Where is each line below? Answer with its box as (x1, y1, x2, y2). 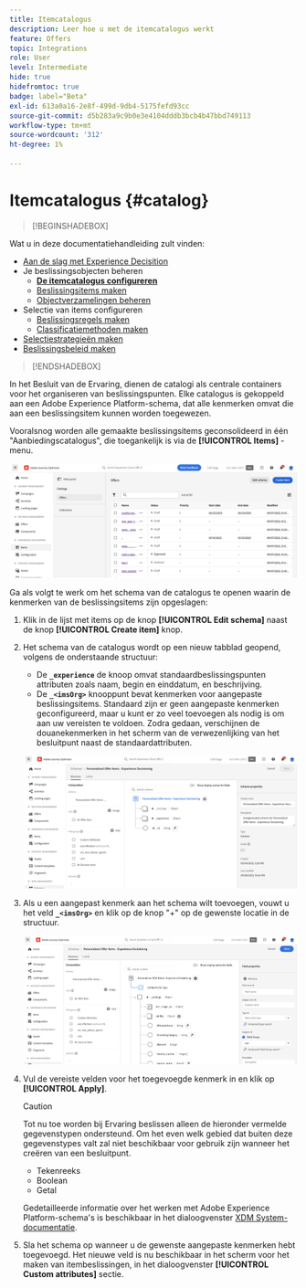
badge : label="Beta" (9, 91, 89, 100)
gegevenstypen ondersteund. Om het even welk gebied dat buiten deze (22, 1128, 293, 1139)
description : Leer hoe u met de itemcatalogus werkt (9, 24, 215, 34)
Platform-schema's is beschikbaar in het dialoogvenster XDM (22, 1212, 254, 1223)
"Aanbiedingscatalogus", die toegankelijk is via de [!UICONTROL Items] (9, 435, 279, 446)
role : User (9, 53, 51, 63)
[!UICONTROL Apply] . (22, 1083, 108, 1094)
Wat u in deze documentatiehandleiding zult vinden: (9, 238, 206, 248)
